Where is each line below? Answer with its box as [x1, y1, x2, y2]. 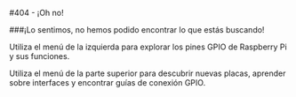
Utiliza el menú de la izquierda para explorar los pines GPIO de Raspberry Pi [9, 41, 287, 52]
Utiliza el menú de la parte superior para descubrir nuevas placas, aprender [9, 68, 286, 78]
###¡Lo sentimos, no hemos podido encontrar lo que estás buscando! [9, 25, 265, 34]
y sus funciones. [9, 51, 70, 61]
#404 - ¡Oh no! [9, 8, 64, 18]
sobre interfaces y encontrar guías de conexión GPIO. [9, 78, 206, 87]
